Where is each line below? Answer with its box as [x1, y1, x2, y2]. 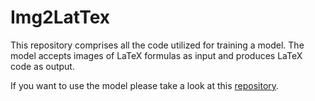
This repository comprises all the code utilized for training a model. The [10, 39, 305, 51]
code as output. [10, 60, 75, 72]
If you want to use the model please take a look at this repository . [10, 79, 280, 91]
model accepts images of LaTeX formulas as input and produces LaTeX [10, 49, 303, 61]
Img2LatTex [10, 6, 111, 29]
